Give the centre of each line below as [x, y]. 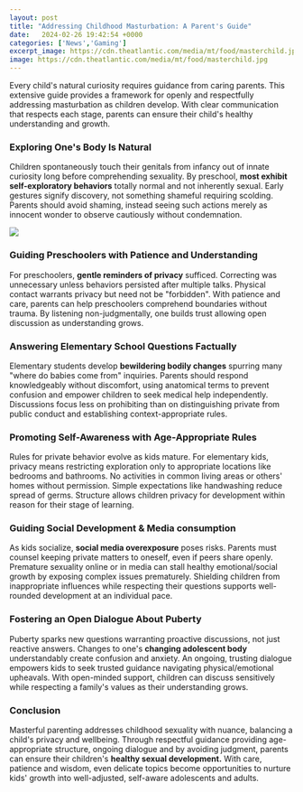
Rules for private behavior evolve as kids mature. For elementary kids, [139, 457]
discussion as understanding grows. [77, 322]
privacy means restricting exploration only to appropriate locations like [140, 467]
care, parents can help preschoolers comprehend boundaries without [138, 303]
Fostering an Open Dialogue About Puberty [106, 620]
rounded [25, 596]
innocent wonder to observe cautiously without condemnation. [126, 215]
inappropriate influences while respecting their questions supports [133, 586]
